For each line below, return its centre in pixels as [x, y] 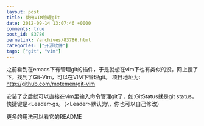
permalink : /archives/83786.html [49, 40]
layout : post [23, 12]
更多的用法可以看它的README [44, 116]
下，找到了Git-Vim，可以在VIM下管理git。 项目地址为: [73, 77]
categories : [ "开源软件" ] [37, 46]
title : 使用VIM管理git [33, 18]
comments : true [26, 29]
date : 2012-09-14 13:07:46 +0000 [49, 23]
